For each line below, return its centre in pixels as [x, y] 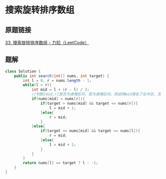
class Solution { [23, 71]
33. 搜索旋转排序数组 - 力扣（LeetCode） [47, 43]
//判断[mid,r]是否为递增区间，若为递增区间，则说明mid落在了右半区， [94, 94]
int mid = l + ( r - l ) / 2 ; [61, 90]
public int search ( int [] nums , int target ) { [62, 76]
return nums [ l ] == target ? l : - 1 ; [61, 163]
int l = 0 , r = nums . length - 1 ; [57, 80]
